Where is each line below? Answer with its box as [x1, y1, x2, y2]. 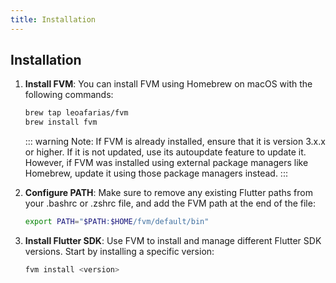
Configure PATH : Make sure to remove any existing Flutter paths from [24, 187, 313, 199]
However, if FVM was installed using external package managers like [24, 157, 309, 169]
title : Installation [10, 14, 97, 25]
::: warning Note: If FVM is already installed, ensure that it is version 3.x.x [24, 136, 326, 148]
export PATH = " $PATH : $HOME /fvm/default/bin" [24, 217, 210, 227]
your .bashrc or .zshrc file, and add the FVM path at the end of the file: [24, 197, 316, 210]
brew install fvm [24, 117, 98, 128]
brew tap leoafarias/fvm [24, 108, 129, 118]
